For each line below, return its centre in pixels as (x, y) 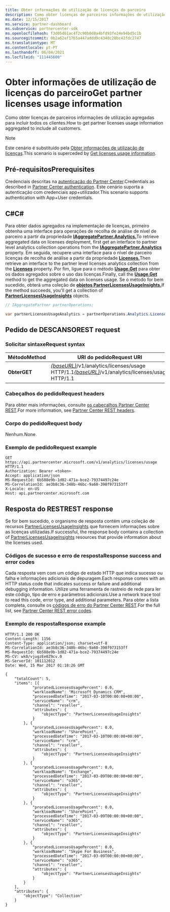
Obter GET (20, 372)
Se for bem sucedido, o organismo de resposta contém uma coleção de (80, 521)
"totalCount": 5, (33, 679)
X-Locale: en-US (22, 489)
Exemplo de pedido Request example (51, 447)
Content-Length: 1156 (28, 639)
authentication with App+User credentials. (49, 197)
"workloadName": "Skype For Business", (74, 851)
